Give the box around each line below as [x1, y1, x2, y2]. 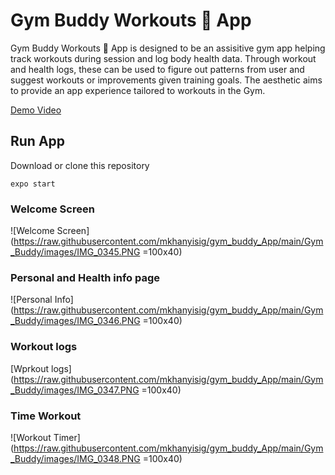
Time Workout [10, 409, 82, 423]
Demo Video [10, 104, 62, 116]
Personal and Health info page [10, 270, 161, 284]
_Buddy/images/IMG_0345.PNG [10, 246, 141, 258]
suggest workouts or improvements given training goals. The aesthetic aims [10, 74, 323, 86]
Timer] [53, 431, 81, 443]
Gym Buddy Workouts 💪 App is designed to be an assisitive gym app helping [10, 42, 326, 54]
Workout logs [10, 340, 78, 354]
